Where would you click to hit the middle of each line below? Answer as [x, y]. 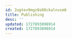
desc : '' [14, 19]
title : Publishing [25, 15]
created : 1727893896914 [30, 29]
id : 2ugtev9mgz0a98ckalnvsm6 [36, 10]
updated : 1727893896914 [30, 24]
